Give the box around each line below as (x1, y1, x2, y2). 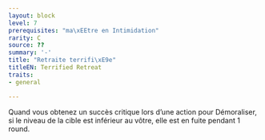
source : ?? (8, 41, 45, 49)
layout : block (8, 11, 56, 20)
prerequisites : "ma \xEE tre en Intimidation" (8, 26, 159, 34)
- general (8, 78, 42, 86)
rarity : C (8, 33, 42, 42)
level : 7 (8, 19, 38, 27)
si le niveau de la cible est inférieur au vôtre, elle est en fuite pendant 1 (8, 115, 240, 125)
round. (8, 124, 30, 134)
